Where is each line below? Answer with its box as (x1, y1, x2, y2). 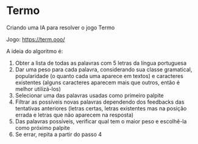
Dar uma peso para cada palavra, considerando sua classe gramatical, (15, 65, 193, 73)
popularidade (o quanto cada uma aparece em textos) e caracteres (15, 72, 184, 79)
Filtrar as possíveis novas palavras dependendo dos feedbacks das (15, 98, 185, 106)
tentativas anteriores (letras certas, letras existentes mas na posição (15, 104, 187, 112)
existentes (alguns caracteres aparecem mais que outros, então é (15, 79, 180, 86)
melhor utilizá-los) (15, 85, 61, 92)
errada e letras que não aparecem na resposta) (15, 111, 134, 118)
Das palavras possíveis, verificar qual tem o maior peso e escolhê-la (15, 117, 187, 125)
